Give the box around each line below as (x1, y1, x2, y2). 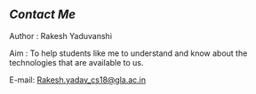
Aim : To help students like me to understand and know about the (9, 48, 248, 59)
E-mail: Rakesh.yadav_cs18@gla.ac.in (9, 74, 147, 85)
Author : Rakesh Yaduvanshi (9, 30, 113, 41)
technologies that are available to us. (9, 57, 144, 67)
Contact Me (9, 7, 76, 22)
